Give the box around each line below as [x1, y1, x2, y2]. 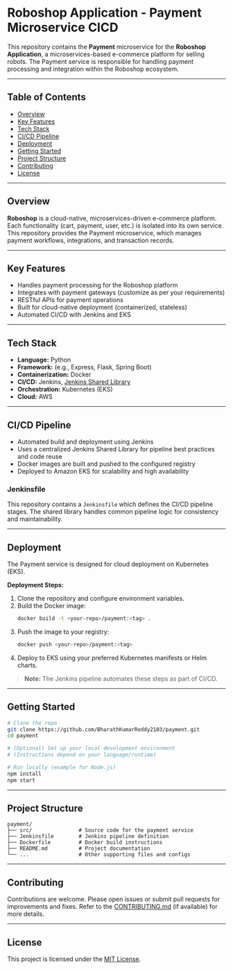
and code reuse [17, 453, 62, 460]
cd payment [7, 733, 39, 739]
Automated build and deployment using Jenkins [17, 437, 154, 446]
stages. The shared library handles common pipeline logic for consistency [7, 508, 219, 516]
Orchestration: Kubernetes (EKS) [17, 385, 113, 394]
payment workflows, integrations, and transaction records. [7, 236, 175, 244]
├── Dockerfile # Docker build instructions [7, 839, 163, 846]
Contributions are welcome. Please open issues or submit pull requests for [7, 895, 221, 903]
